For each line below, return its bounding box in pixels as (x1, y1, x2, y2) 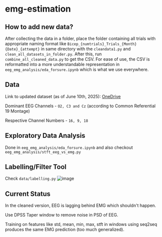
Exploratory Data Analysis (5, 132, 86, 140)
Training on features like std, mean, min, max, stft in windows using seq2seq (5, 221, 157, 227)
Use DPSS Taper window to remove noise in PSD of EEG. (5, 212, 118, 218)
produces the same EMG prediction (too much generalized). (5, 227, 125, 233)
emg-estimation (5, 3, 71, 15)
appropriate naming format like (5, 41, 67, 47)
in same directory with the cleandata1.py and (41, 46, 131, 51)
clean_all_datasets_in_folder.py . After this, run (5, 51, 102, 57)
